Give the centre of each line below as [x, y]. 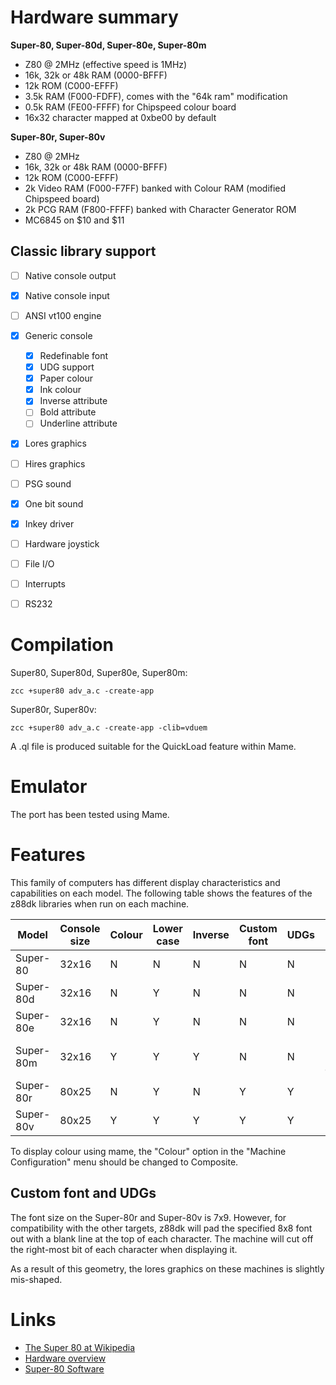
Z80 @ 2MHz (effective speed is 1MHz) [106, 64]
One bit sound [54, 503]
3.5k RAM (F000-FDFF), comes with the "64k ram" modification [156, 96]
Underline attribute [78, 423]
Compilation [62, 645]
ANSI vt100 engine [63, 315]
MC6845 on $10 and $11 [74, 220]
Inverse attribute [73, 401]
